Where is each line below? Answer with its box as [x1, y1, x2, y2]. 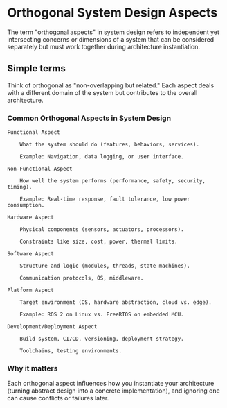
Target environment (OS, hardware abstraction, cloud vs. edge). [19, 299, 212, 306]
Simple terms [7, 62, 66, 74]
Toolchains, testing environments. [19, 348, 122, 355]
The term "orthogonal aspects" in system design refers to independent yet [7, 28, 220, 36]
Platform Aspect [7, 287, 54, 294]
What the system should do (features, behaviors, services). [19, 141, 199, 148]
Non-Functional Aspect [7, 165, 73, 173]
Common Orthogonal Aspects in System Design [7, 113, 172, 123]
